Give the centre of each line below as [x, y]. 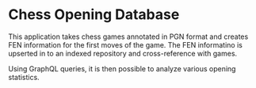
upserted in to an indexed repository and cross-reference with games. [123, 53]
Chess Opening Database [94, 15]
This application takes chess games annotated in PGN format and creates [128, 36]
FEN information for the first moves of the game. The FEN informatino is [126, 44]
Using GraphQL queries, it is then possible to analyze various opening [122, 68]
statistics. [24, 77]
